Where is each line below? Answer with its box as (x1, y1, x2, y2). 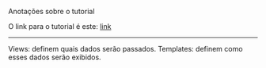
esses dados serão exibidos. (8, 52, 101, 62)
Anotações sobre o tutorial (8, 7, 95, 16)
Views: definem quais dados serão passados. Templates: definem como (8, 45, 243, 53)
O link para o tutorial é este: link (8, 22, 112, 30)
